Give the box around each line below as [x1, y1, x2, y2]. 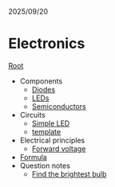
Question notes [19, 161, 70, 170]
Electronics [8, 35, 85, 53]
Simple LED [31, 119, 70, 128]
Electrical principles [19, 135, 85, 145]
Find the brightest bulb [31, 169, 107, 178]
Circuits [19, 110, 46, 119]
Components [19, 76, 63, 86]
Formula [19, 152, 48, 162]
